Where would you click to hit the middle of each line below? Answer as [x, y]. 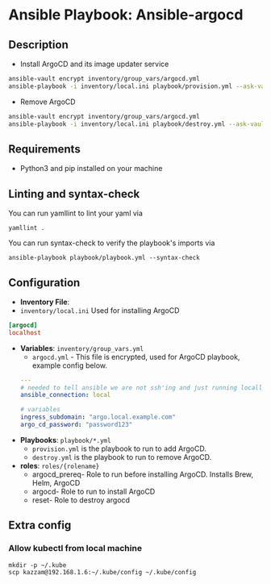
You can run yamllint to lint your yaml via [76, 213]
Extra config [40, 526]
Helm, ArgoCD [56, 482]
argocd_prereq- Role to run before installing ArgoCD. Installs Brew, [143, 474]
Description [38, 45]
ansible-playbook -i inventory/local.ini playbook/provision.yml [120, 86]
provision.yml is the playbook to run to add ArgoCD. [119, 448]
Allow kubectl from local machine [75, 549]
